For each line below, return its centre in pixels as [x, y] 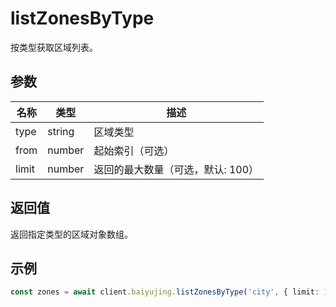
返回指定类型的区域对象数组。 [71, 234]
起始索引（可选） [134, 150]
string [61, 131]
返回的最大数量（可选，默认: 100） [176, 169]
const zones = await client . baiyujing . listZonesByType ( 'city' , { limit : [165, 292]
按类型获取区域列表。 [54, 47]
